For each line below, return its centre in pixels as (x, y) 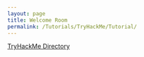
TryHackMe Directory (39, 47)
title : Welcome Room (38, 20)
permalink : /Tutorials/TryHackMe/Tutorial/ (72, 26)
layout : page (26, 14)
